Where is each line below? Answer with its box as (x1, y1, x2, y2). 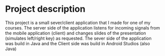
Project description (5, 3, 85, 15)
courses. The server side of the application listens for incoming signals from (5, 25, 160, 30)
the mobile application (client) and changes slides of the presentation (5, 30, 146, 36)
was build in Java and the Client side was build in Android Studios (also (5, 40, 150, 46)
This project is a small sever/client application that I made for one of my (5, 20, 151, 26)
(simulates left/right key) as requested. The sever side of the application (5, 35, 152, 41)
